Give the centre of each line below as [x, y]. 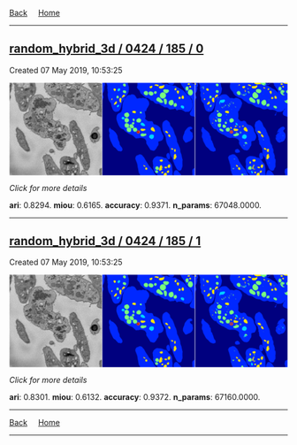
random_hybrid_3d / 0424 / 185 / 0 [107, 49]
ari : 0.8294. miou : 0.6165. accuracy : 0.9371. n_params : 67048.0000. [136, 205]
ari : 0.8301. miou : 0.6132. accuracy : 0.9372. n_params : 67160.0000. [135, 397]
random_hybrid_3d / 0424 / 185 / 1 [105, 241]
